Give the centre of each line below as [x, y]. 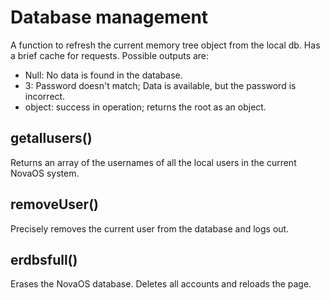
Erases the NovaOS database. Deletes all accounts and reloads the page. [161, 284]
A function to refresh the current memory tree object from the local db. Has [165, 45]
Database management [109, 17]
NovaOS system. [45, 173]
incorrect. [45, 96]
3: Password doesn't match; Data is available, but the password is [160, 85]
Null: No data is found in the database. [103, 75]
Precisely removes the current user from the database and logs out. [150, 228]
